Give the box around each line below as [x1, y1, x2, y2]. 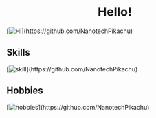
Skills [6, 47, 30, 58]
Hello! [98, 4, 132, 20]
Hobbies [6, 85, 44, 97]
